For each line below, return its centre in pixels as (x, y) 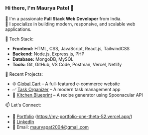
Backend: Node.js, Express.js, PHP (48, 54)
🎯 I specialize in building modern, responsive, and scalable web (70, 24)
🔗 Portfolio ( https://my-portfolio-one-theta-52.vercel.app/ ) (72, 117)
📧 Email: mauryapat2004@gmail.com (50, 127)
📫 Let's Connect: (23, 105)
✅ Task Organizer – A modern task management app (66, 90)
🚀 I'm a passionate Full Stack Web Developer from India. (64, 19)
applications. (18, 29)
